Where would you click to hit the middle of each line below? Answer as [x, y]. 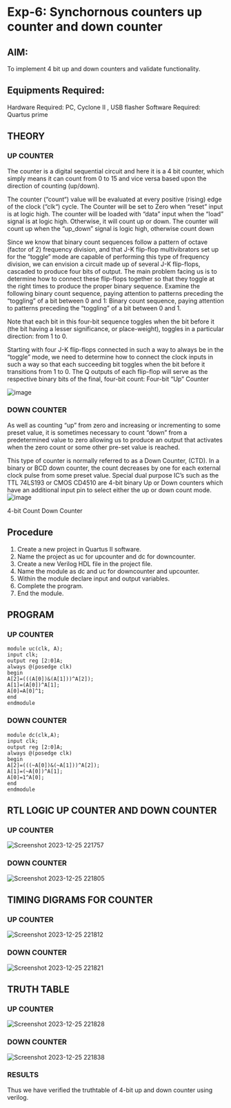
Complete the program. [50, 585]
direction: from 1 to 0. [37, 336]
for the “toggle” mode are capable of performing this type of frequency [108, 256]
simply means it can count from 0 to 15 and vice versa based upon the [107, 178]
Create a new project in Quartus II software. [79, 549]
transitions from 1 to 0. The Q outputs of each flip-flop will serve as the [108, 371]
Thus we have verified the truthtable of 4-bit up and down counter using [110, 1090]
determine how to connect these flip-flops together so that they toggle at [111, 279]
